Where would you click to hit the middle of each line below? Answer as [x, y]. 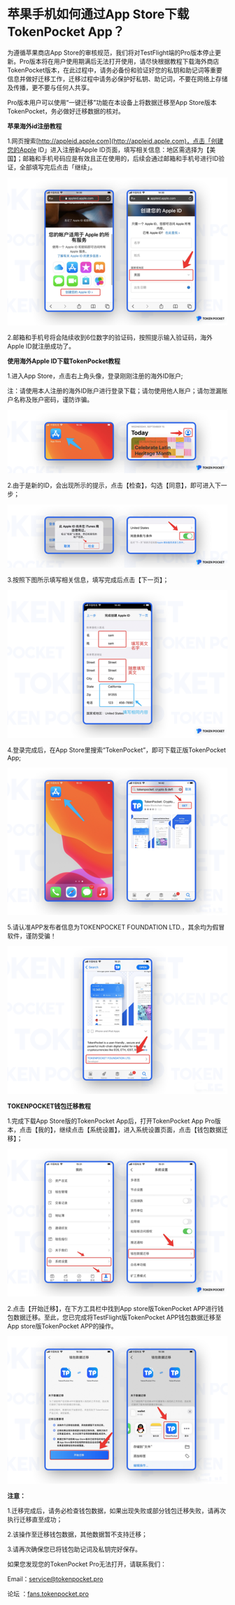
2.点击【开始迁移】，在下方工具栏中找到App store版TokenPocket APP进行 [113, 1308]
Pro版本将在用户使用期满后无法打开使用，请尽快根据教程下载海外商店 [119, 61]
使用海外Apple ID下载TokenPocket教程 [64, 360]
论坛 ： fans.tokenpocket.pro [48, 1594]
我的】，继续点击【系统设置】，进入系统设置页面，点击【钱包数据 [129, 1129]
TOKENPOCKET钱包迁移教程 [49, 1106]
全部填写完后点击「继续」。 [58, 167]
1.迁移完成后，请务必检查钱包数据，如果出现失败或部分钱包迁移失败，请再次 [116, 1511]
